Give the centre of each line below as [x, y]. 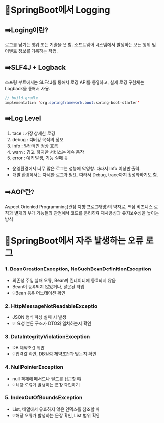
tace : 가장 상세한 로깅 [34, 133]
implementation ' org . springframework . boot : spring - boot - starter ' [72, 102]
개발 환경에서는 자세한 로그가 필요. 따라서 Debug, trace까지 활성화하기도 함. [85, 175]
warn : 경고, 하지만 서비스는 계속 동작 [48, 152]
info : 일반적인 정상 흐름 [35, 146]
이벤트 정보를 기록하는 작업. [32, 51]
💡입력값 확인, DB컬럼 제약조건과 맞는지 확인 [54, 354]
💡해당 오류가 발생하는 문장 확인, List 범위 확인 [56, 415]
